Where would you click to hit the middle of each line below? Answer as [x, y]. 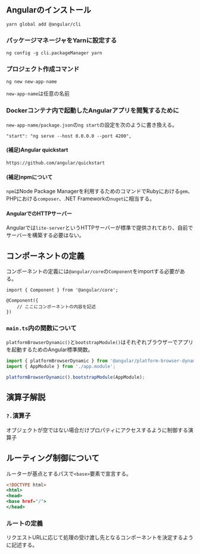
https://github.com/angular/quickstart [56, 163]
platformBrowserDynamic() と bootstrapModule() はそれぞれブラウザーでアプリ [100, 342]
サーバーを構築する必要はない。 [45, 235]
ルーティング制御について [53, 458]
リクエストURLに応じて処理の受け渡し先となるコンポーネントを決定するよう [100, 537]
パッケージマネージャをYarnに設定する [62, 40]
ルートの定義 [25, 523]
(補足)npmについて [29, 177]
